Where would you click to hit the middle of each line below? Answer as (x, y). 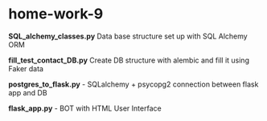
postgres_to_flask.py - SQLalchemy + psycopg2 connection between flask (133, 84)
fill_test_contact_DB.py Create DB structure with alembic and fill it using (129, 60)
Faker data (26, 68)
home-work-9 (56, 14)
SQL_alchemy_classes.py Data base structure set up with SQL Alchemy (128, 36)
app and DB (28, 92)
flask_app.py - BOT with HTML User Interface (85, 108)
